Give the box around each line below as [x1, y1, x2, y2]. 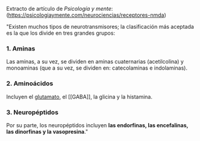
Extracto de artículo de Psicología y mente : [6, 5, 113, 12]
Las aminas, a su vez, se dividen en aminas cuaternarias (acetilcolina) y [6, 58, 184, 65]
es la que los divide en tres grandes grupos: [6, 29, 116, 37]
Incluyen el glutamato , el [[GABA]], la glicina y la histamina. [6, 93, 152, 100]
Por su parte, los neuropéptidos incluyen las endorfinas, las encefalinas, [6, 121, 189, 128]
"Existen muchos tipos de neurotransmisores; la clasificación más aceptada [6, 23, 195, 30]
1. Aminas [6, 44, 36, 53]
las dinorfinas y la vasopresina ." [6, 128, 89, 135]
